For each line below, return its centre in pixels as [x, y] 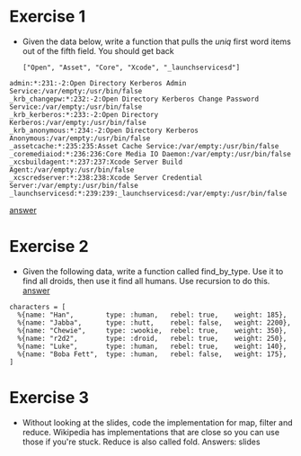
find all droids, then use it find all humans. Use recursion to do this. [146, 281]
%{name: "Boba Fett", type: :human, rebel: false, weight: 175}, [152, 354]
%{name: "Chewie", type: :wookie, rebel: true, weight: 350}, [152, 330]
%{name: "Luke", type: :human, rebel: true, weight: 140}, [152, 346]
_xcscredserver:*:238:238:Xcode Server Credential [106, 177]
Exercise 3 [49, 398]
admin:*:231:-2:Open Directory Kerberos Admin [98, 83]
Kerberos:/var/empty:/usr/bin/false [78, 122]
